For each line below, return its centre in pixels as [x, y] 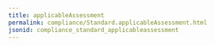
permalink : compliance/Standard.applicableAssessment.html [108, 23]
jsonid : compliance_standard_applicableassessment [94, 30]
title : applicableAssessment [56, 15]
